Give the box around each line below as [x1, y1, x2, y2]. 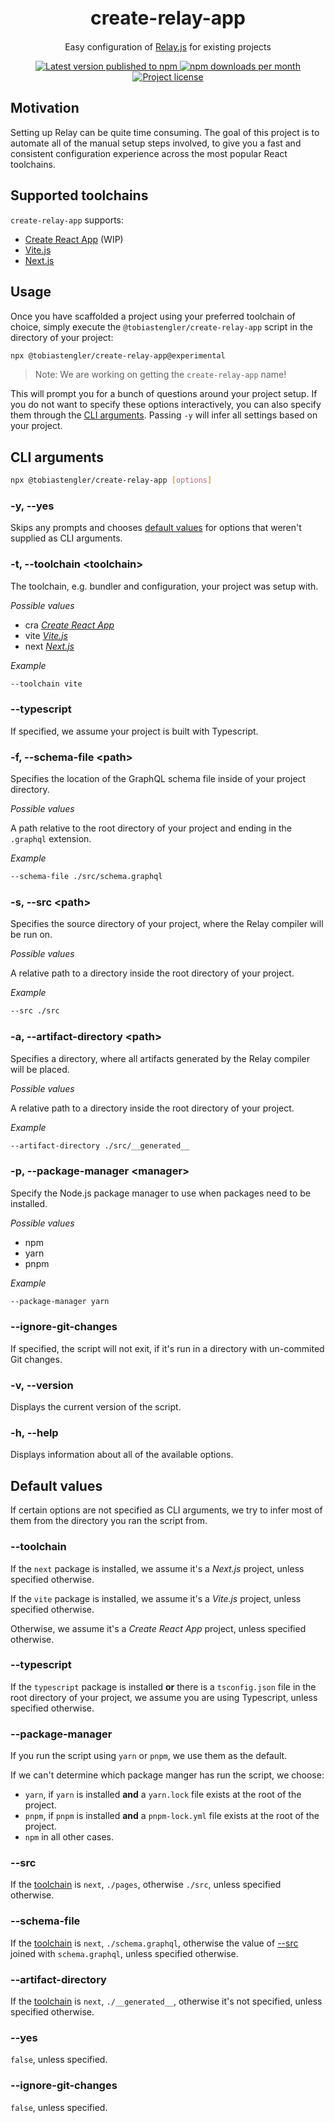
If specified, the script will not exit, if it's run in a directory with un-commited [10, 1342, 325, 1354]
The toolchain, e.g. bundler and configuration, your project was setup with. [10, 580, 319, 592]
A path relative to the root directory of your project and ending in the [10, 822, 292, 834]
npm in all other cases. [24, 1831, 114, 1843]
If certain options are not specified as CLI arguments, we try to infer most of [10, 1504, 323, 1516]
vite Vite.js [24, 629, 68, 641]
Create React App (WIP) [24, 233, 124, 245]
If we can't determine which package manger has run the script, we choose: [10, 1769, 325, 1781]
